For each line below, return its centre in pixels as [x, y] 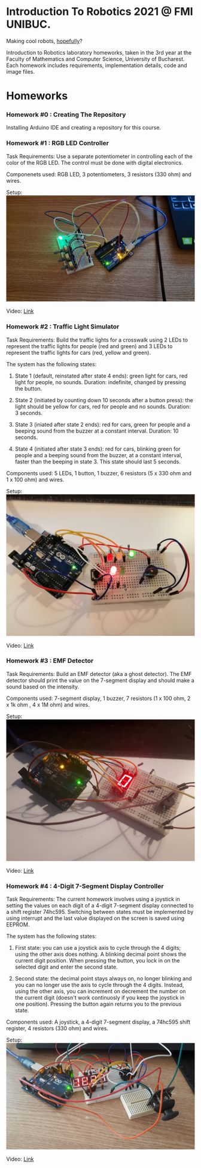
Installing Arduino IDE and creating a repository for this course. [84, 128]
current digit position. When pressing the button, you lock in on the [97, 961]
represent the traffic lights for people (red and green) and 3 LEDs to [89, 346]
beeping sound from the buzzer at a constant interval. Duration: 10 [97, 431]
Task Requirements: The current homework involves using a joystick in [93, 899]
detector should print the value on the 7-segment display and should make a [100, 680]
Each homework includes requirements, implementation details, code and [97, 65]
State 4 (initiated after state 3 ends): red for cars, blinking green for [98, 449]
